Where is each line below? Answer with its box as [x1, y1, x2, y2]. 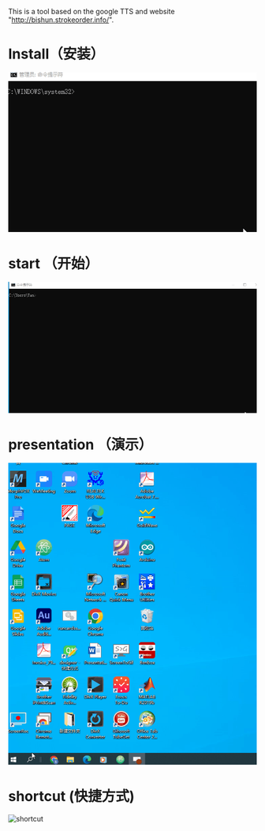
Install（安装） [8, 45, 105, 63]
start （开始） [8, 254, 99, 272]
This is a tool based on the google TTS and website [8, 7, 175, 16]
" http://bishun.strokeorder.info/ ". [8, 15, 114, 24]
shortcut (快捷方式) [8, 788, 136, 806]
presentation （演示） [8, 436, 153, 454]
